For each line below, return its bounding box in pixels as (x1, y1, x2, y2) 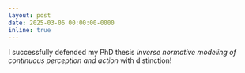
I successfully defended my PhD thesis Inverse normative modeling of (8, 48, 237, 57)
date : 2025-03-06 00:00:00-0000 (8, 19, 115, 27)
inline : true (8, 26, 51, 34)
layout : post (8, 11, 51, 20)
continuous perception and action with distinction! (8, 56, 172, 65)
